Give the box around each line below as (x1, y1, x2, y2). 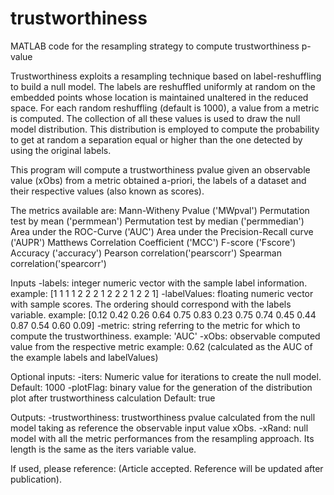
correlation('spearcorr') (10, 257, 107, 269)
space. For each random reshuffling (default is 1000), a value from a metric (10, 102, 320, 114)
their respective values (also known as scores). (10, 185, 205, 197)
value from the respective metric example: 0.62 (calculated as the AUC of (10, 340, 313, 352)
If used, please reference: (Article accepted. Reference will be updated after (10, 462, 324, 474)
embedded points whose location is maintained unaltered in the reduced (10, 91, 309, 103)
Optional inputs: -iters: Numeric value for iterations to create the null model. (10, 370, 322, 382)
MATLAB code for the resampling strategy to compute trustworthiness (10, 40, 300, 52)
